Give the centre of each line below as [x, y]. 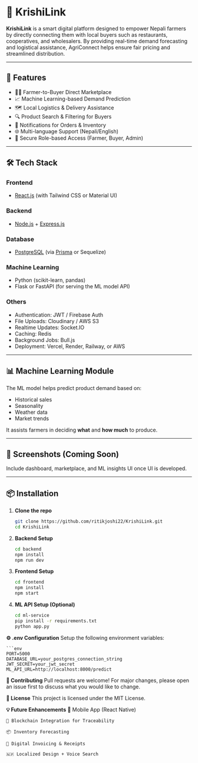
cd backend [28, 549]
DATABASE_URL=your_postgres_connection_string [64, 659]
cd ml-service [32, 616]
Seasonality [29, 406]
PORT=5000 [18, 653]
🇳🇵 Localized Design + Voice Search [52, 754]
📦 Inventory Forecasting [38, 732]
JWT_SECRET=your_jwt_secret [41, 664]
